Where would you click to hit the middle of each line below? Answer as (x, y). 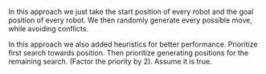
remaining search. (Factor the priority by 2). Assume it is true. (110, 61)
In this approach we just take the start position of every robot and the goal (131, 12)
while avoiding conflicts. (48, 29)
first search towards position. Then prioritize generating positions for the (129, 53)
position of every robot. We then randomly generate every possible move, (131, 20)
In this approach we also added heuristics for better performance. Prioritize (133, 44)
